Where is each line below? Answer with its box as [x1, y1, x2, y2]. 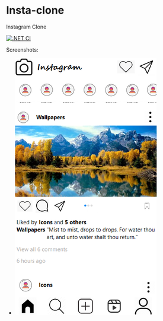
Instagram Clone [6, 23, 47, 30]
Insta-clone [6, 4, 65, 17]
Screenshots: [6, 46, 39, 53]
